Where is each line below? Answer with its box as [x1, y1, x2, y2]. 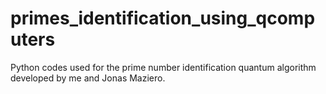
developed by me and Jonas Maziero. [10, 72, 166, 84]
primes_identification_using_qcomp [10, 7, 316, 30]
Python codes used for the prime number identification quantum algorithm [10, 61, 317, 73]
